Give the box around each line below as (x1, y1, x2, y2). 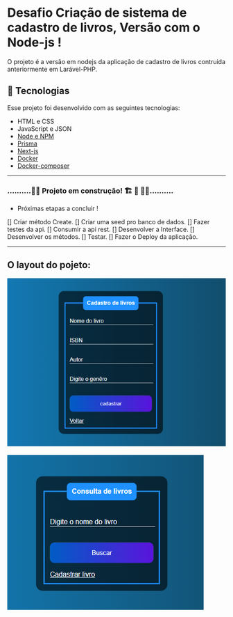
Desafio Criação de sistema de (7, 5, 187, 21)
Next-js (17, 146, 39, 155)
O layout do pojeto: (7, 259, 92, 271)
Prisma (17, 139, 38, 148)
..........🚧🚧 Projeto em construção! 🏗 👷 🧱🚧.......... (7, 186, 174, 196)
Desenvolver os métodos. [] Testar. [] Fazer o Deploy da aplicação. (7, 233, 198, 241)
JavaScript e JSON (17, 124, 72, 133)
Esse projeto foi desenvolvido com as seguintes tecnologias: (7, 103, 180, 112)
